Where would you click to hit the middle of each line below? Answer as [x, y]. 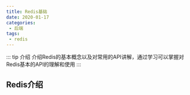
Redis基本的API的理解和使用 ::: [44, 64]
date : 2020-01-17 [28, 17]
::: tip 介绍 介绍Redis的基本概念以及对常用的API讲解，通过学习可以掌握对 [95, 57]
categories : [21, 23]
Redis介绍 [25, 85]
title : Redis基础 [27, 12]
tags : [13, 34]
